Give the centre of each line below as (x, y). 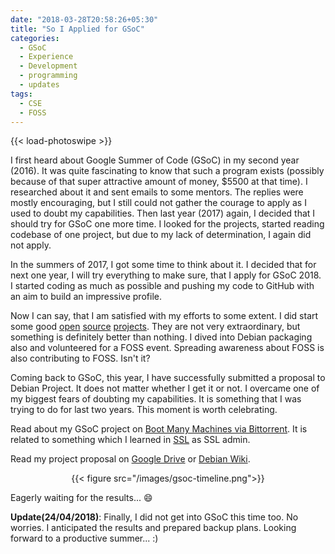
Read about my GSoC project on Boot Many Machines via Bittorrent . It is (159, 429)
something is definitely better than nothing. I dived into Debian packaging (161, 337)
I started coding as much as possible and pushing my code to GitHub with (162, 286)
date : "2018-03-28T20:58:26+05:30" (84, 19)
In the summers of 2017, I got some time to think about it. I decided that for (163, 265)
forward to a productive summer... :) (84, 538)
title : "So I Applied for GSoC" (77, 29)
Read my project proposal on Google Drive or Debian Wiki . (130, 459)
